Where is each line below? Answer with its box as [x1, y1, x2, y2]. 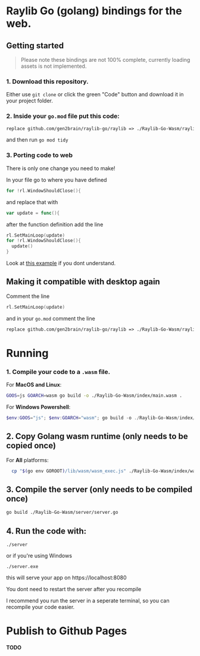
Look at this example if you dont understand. [6, 260, 116, 267]
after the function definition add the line [6, 221, 104, 228]
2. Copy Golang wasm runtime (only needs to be [6, 431, 189, 441]
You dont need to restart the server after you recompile [6, 586, 142, 592]
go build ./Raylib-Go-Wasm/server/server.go [6, 510, 118, 516]
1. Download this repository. [6, 77, 89, 86]
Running [6, 346, 49, 360]
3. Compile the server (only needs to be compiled [6, 484, 193, 494]
